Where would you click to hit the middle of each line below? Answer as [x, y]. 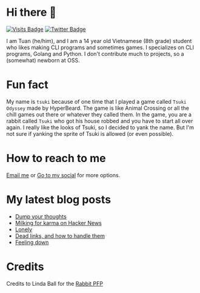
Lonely [23, 229]
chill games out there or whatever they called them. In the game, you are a [99, 114]
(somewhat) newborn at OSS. [43, 60]
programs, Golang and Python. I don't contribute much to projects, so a [95, 53]
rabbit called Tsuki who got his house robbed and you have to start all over [100, 121]
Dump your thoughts [41, 216]
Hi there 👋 [31, 12]
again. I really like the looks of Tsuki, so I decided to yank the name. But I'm [100, 127]
